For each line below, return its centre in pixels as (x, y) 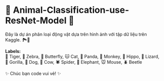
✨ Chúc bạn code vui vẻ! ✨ (33, 73)
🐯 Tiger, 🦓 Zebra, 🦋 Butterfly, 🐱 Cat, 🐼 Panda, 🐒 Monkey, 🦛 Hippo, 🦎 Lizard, (82, 56)
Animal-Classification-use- (71, 10)
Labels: (13, 51)
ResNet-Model (36, 20)
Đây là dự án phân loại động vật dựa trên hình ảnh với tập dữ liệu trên (76, 34)
